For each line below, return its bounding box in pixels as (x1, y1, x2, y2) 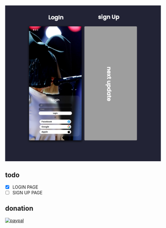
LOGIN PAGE (12, 184, 39, 190)
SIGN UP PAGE (12, 189, 43, 195)
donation (5, 204, 34, 213)
